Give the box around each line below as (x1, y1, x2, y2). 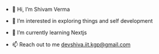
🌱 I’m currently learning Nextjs (11, 29, 87, 36)
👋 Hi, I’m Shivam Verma (11, 6, 70, 13)
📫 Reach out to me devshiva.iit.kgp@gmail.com (11, 41, 131, 48)
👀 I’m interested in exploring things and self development (11, 17, 153, 24)
